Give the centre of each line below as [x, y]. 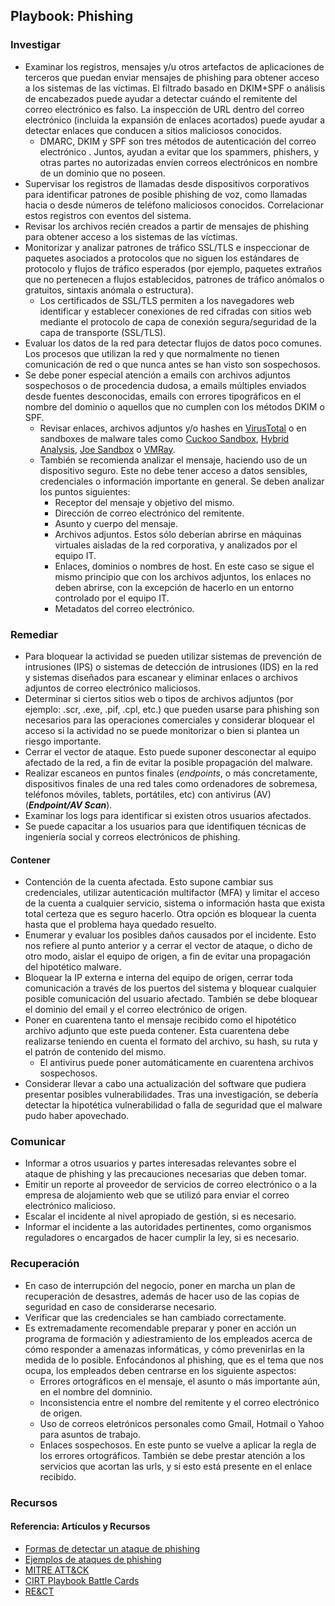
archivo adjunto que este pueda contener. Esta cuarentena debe [157, 1031]
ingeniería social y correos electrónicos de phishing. [132, 836]
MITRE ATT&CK [57, 1570]
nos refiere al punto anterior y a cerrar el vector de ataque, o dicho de [168, 946]
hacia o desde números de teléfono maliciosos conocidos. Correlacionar [174, 205]
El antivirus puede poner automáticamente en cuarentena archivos [176, 1063]
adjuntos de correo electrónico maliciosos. [113, 688]
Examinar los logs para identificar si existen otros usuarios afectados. [168, 815]
